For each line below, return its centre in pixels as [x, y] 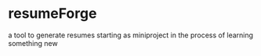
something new [33, 43]
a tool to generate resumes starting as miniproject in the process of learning [130, 35]
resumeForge [53, 14]
